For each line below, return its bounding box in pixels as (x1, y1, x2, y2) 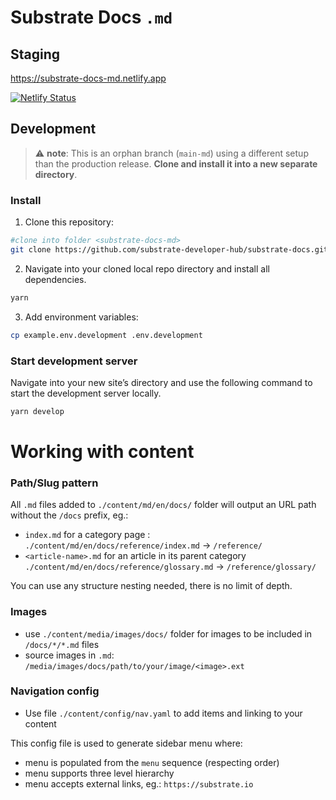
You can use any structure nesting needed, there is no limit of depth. (10, 580, 293, 592)
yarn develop (10, 406, 65, 416)
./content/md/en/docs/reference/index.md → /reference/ (24, 539, 263, 551)
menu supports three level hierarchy (24, 767, 175, 779)
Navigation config (10, 684, 100, 698)
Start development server (10, 354, 138, 368)
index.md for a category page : (24, 529, 151, 541)
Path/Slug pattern (10, 476, 99, 490)
